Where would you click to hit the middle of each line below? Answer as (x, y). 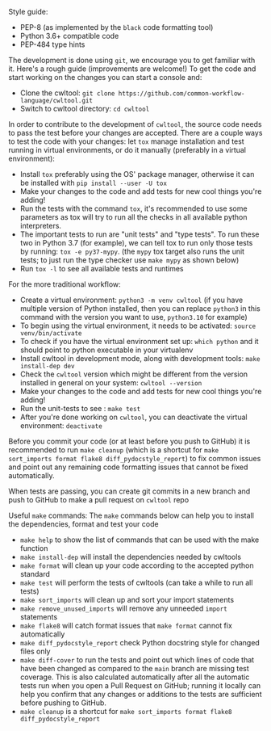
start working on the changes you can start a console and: (105, 77)
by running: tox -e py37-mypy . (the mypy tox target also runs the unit (132, 251)
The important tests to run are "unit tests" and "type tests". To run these (140, 234)
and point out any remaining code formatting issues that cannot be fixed (128, 467)
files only (35, 651)
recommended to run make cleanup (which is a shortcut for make (114, 450)
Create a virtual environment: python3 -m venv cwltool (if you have (131, 300)
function (34, 548)
